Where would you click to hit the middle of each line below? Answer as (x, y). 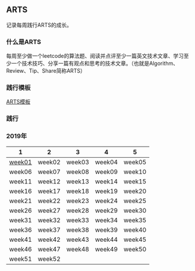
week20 (135, 191)
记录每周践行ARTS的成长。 (39, 25)
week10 (135, 172)
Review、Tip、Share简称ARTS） (46, 71)
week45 (135, 239)
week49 (106, 249)
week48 (78, 249)
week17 (49, 191)
